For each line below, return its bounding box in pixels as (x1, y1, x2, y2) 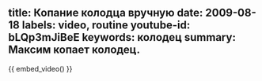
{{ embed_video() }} (8, 64, 73, 73)
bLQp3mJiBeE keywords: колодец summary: (8, 31, 236, 44)
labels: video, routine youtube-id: (21, 19, 191, 32)
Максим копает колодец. (8, 43, 141, 57)
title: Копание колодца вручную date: (8, 6, 203, 20)
